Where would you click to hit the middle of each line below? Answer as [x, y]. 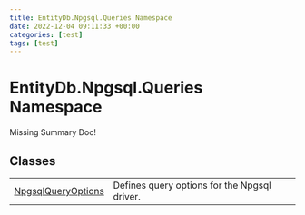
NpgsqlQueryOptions [59, 191]
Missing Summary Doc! [53, 132]
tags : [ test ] [34, 43]
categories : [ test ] [46, 34]
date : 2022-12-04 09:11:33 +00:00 [75, 26]
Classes [33, 161]
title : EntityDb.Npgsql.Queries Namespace [91, 18]
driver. [127, 196]
